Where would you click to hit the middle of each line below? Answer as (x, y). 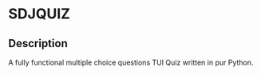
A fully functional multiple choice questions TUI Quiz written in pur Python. (131, 62)
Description (38, 43)
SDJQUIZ (39, 14)
